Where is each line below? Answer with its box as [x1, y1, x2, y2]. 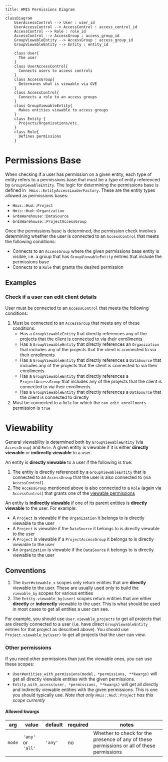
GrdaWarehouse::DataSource [12, 213, 69, 219]
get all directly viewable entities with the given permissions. [12, 676, 135, 682]
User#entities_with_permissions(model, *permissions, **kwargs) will [12, 671, 157, 677]
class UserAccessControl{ [14, 64, 68, 69]
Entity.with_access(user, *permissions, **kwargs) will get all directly [12, 681, 158, 687]
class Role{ [14, 129, 39, 134]
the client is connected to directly [19, 394, 89, 400]
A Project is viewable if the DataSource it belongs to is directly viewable [12, 525, 160, 531]
